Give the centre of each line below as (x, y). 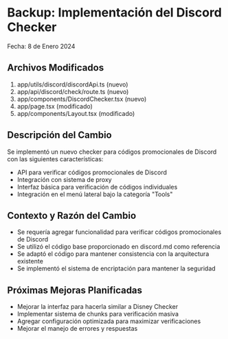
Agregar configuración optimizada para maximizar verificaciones (109, 321)
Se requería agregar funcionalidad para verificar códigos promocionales (119, 232)
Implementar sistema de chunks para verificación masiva (98, 314)
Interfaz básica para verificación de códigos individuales (97, 187)
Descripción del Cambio (59, 135)
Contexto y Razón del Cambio (72, 215)
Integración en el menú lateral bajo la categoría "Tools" (95, 194)
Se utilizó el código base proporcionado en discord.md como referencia (118, 247)
